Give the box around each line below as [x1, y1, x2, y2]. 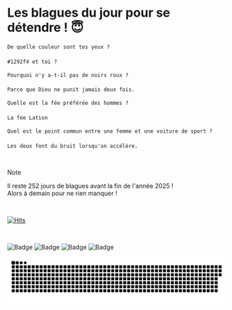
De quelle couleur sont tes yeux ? [7, 43, 110, 50]
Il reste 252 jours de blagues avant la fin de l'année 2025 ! [7, 182, 174, 190]
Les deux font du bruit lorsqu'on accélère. [7, 142, 138, 149]
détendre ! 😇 [7, 19, 84, 35]
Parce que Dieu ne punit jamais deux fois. [7, 86, 135, 93]
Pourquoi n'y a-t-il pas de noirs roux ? [7, 72, 129, 79]
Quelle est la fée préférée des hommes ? [7, 99, 129, 107]
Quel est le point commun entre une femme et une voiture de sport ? [7, 127, 213, 135]
